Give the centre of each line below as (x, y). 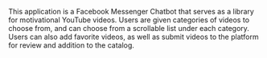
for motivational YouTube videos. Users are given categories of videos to (129, 20)
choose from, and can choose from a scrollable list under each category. (129, 28)
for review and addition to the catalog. (72, 45)
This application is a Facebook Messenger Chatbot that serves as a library (131, 12)
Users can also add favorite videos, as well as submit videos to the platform (133, 37)
